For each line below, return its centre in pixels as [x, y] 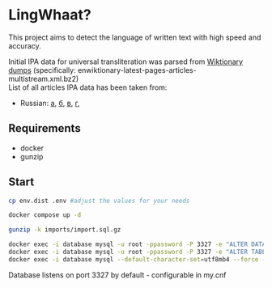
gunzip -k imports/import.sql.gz [65, 230]
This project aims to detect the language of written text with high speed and [135, 37]
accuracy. [25, 45]
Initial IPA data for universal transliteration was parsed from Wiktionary [126, 61]
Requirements [45, 128]
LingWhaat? [50, 15]
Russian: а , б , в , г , [50, 103]
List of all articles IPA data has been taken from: [88, 87]
